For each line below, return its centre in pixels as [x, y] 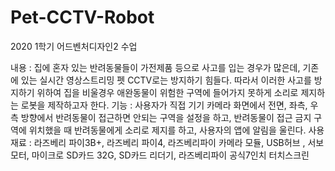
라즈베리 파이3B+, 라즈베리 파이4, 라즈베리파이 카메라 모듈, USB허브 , [169, 142]
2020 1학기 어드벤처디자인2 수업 [74, 46]
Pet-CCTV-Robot [82, 17]
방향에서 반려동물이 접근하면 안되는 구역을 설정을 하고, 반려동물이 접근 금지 [166, 117]
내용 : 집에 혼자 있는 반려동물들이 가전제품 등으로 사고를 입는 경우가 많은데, [155, 67]
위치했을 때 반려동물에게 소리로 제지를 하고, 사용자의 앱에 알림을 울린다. [167, 130]
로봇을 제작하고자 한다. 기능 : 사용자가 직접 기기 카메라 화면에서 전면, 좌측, [164, 105]
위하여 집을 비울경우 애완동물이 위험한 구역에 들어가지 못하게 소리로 [167, 92]
